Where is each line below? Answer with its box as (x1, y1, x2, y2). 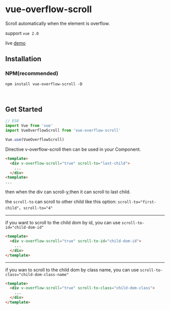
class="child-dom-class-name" (5, 272, 69, 277)
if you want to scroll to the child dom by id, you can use (5, 220, 120, 226)
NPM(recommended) (5, 70, 59, 77)
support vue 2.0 (5, 30, 39, 36)
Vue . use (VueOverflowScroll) (5, 137, 65, 143)
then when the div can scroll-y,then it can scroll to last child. (5, 189, 131, 195)
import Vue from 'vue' (5, 123, 53, 128)
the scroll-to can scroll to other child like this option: (5, 199, 117, 205)
